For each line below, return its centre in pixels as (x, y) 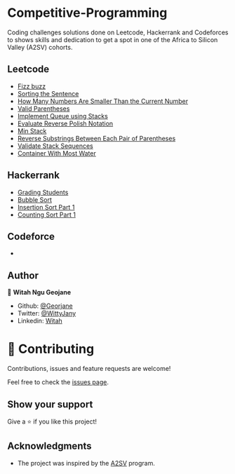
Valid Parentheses (43, 108)
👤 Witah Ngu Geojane (39, 292)
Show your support (50, 404)
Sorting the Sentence (48, 93)
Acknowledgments (50, 446)
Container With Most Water (56, 153)
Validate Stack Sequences (55, 146)
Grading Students (43, 192)
